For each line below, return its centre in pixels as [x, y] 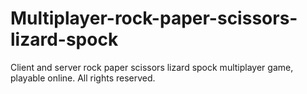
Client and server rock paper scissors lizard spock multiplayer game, [152, 67]
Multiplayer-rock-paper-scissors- [154, 18]
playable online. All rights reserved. [83, 78]
